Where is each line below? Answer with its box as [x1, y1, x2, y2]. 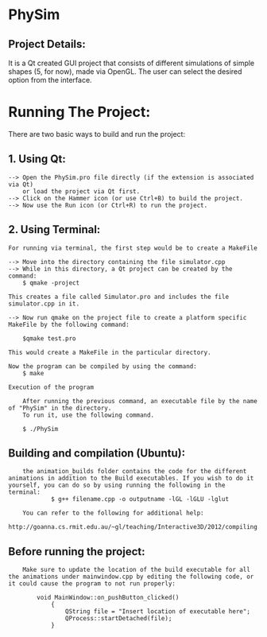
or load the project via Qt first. [22, 187, 141, 196]
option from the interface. [8, 76, 93, 84]
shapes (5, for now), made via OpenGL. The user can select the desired [8, 67, 242, 76]
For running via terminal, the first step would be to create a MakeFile [8, 244, 258, 252]
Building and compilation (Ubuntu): [8, 446, 185, 460]
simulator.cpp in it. [8, 300, 80, 308]
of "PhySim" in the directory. [8, 404, 112, 412]
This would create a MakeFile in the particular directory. [8, 348, 212, 356]
